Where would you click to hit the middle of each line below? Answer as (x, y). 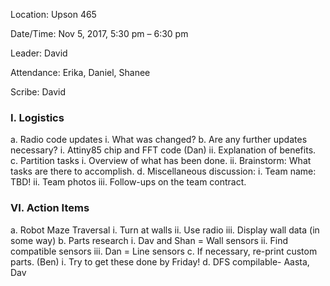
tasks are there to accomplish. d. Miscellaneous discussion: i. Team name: (163, 171)
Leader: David (39, 53)
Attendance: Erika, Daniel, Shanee (80, 72)
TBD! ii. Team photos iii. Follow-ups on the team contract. (128, 182)
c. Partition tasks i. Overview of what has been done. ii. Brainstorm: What (161, 161)
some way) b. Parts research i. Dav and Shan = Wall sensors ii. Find (149, 240)
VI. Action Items (50, 208)
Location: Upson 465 (53, 14)
